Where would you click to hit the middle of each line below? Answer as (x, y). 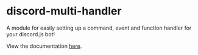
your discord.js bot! (31, 34)
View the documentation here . (44, 46)
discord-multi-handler (64, 11)
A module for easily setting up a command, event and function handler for (99, 28)
